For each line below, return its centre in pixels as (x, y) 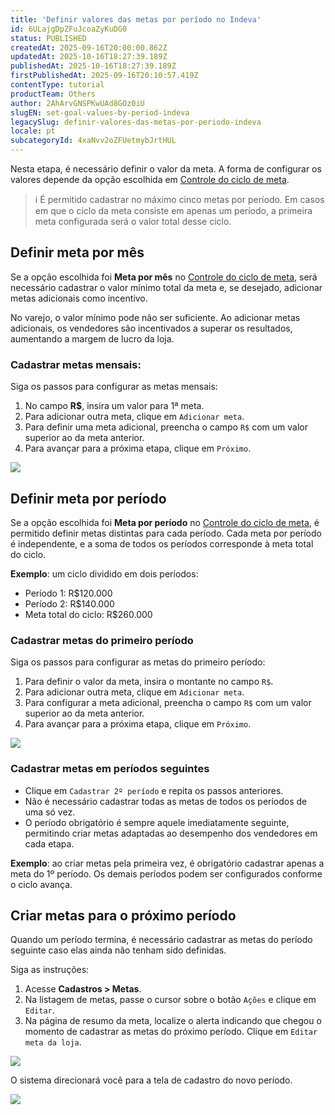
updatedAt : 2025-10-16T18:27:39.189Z (89, 57)
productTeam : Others (53, 94)
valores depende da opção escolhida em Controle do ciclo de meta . (150, 179)
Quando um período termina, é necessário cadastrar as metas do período (161, 940)
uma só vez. (50, 812)
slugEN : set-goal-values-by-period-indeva (100, 112)
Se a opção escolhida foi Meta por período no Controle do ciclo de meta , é (165, 522)
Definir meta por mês (77, 252)
